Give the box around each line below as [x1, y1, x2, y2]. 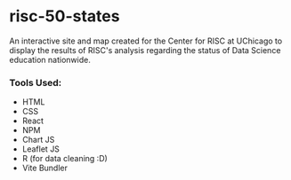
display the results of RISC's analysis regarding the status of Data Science [9, 44, 281, 55]
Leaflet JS [21, 144, 61, 154]
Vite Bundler [21, 162, 69, 174]
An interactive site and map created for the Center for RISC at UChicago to [9, 35, 283, 46]
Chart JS [21, 135, 55, 145]
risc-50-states [9, 6, 120, 27]
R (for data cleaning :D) [21, 153, 109, 164]
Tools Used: [9, 76, 62, 89]
